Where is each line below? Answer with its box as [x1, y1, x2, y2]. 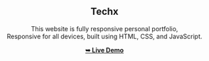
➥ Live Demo [85, 45, 124, 54]
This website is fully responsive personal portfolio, [31, 24, 178, 33]
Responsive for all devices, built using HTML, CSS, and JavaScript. [6, 32, 203, 40]
